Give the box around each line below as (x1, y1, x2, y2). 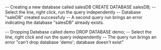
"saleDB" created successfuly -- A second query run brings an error (5, 15, 142, 20)
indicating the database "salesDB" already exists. (5, 19, 104, 25)
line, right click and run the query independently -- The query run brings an (5, 34, 157, 40)
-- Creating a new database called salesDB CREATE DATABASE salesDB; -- (5, 4, 156, 10)
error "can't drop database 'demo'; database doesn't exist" (5, 39, 124, 45)
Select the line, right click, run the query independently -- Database (5, 9, 141, 15)
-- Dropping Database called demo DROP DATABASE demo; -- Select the (5, 29, 152, 34)
